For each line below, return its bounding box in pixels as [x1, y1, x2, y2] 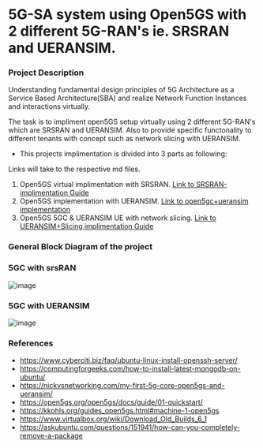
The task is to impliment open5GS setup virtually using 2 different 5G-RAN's [8, 117, 256, 127]
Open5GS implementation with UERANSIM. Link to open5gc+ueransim [19, 196, 249, 206]
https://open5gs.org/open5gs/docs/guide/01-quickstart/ [19, 398, 204, 407]
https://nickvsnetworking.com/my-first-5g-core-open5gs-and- [19, 381, 225, 390]
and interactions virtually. [8, 102, 91, 111]
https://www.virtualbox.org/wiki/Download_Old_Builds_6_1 [19, 414, 208, 424]
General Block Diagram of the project [8, 241, 152, 252]
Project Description [8, 67, 85, 78]
